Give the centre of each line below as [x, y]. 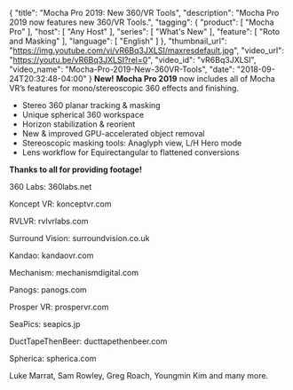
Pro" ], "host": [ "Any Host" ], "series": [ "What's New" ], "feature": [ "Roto [145, 31]
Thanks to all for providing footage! [75, 169]
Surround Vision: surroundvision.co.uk [79, 238]
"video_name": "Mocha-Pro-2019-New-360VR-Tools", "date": [122, 69]
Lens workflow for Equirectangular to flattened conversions [131, 152]
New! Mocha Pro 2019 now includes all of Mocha [185, 78]
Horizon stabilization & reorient [79, 124]
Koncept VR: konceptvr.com [60, 204]
